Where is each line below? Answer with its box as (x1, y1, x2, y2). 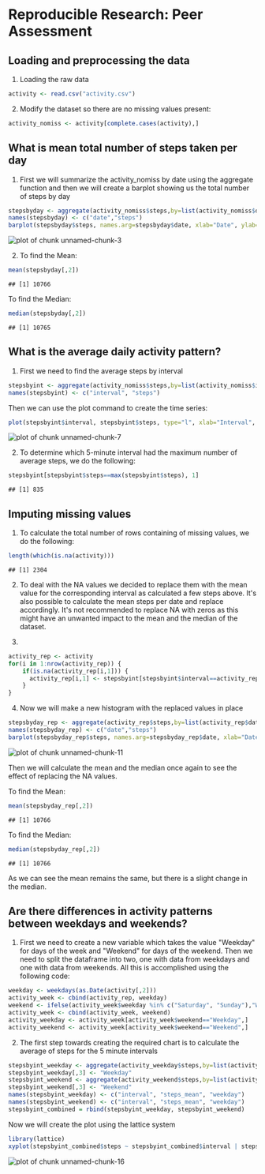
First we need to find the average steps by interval (19, 366, 184, 376)
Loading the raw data (19, 75, 89, 84)
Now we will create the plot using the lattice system (8, 1120, 176, 1129)
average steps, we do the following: (19, 456, 136, 466)
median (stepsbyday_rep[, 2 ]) (8, 845, 101, 853)
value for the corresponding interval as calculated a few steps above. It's (19, 588, 257, 598)
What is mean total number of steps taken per (8, 141, 238, 155)
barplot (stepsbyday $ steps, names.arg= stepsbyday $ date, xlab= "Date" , (8, 221, 238, 230)
